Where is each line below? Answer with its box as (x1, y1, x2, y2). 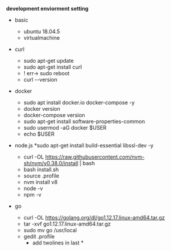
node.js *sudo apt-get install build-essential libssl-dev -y (14, 142, 154, 149)
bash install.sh (23, 166, 59, 173)
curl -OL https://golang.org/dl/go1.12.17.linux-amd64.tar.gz (23, 214, 165, 221)
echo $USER (23, 130, 55, 137)
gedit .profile (23, 233, 55, 240)
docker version (23, 105, 60, 112)
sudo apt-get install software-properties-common (23, 118, 145, 125)
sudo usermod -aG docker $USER (23, 124, 107, 131)
